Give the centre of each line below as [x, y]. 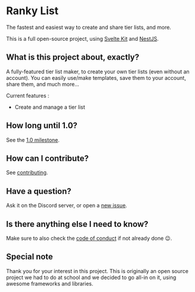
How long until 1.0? [42, 126]
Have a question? [39, 191]
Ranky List [32, 11]
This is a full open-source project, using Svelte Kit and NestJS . [82, 38]
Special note [30, 257]
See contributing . [27, 173]
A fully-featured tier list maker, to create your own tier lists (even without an [98, 72]
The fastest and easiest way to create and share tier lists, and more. [89, 27]
